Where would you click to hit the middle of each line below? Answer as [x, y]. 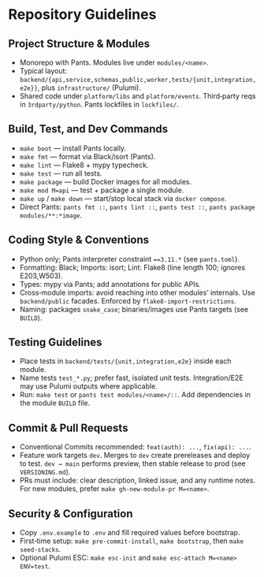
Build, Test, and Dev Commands [88, 129]
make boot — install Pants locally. [73, 148]
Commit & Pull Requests [68, 428]
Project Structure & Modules [79, 44]
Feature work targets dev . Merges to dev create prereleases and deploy [135, 456]
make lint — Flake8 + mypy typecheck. [84, 165]
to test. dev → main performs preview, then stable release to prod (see [132, 463]
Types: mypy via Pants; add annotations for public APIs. [110, 284]
